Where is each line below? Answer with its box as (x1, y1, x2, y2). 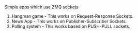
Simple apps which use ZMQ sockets (4, 4, 78, 10)
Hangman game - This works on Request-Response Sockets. (11, 13, 134, 19)
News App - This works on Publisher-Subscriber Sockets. (11, 19, 127, 24)
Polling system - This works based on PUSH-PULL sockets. (11, 23, 130, 29)
